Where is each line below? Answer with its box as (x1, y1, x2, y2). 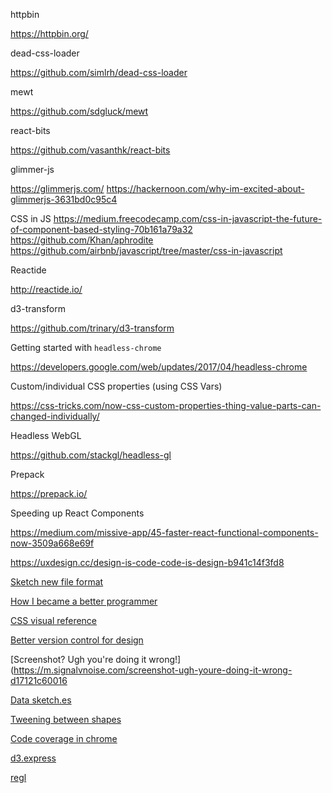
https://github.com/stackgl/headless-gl (10, 449, 172, 461)
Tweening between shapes (10, 714, 122, 725)
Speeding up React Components (10, 507, 145, 519)
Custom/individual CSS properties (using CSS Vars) (10, 380, 223, 392)
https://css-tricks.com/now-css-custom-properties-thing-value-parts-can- (10, 400, 322, 411)
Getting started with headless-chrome (10, 342, 162, 353)
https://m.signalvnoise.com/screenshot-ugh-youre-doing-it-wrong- (13, 664, 293, 676)
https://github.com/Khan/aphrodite (10, 234, 154, 246)
